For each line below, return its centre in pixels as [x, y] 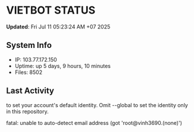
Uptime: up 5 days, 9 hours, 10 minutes [63, 66]
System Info [29, 45]
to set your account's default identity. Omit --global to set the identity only [97, 105]
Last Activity [30, 91]
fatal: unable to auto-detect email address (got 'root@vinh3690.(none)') [94, 123]
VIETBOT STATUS [51, 10]
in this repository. [27, 111]
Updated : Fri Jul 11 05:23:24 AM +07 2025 [58, 27]
